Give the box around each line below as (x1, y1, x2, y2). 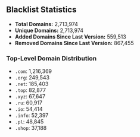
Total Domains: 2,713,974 (14, 20, 79, 27)
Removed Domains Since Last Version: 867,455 (14, 39, 134, 46)
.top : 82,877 (14, 87, 46, 94)
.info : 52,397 (14, 112, 49, 119)
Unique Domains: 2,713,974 (14, 27, 84, 34)
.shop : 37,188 (14, 125, 47, 132)
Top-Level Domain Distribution (6, 54, 97, 62)
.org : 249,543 (14, 74, 49, 81)
